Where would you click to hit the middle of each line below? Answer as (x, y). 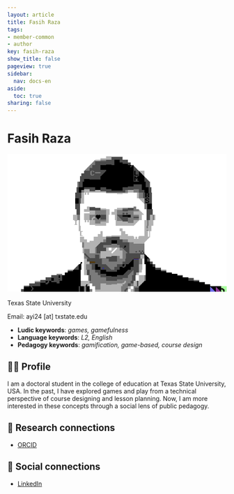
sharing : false (29, 103)
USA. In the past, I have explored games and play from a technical (102, 391)
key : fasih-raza (31, 52)
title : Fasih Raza (34, 22)
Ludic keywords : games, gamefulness (73, 330)
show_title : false (34, 59)
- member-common (31, 37)
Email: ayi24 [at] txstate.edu (47, 317)
